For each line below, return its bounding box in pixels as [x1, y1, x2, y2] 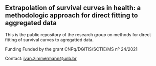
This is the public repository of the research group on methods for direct [5, 31, 151, 38]
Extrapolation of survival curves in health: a [5, 4, 141, 12]
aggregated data [5, 19, 57, 27]
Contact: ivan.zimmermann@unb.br [5, 55, 77, 61]
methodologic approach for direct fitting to [5, 12, 138, 20]
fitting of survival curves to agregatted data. [5, 37, 94, 42]
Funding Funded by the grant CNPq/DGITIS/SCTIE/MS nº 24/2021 [5, 46, 138, 52]
